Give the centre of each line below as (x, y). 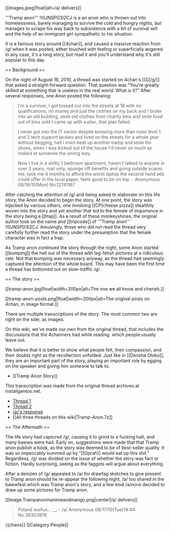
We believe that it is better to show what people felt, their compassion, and (83, 350)
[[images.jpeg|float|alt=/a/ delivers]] (43, 8)
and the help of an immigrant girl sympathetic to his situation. (69, 34)
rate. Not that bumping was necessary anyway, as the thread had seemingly (85, 258)
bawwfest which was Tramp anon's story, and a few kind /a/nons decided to (85, 484)
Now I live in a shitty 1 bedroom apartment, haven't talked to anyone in (91, 163)
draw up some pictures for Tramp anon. (47, 490)
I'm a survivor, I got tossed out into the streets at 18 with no (79, 106)
